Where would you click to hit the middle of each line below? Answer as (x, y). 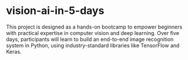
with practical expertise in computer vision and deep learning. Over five (93, 33)
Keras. (14, 51)
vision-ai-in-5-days (55, 11)
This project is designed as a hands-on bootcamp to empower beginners (94, 27)
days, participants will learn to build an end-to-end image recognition (90, 39)
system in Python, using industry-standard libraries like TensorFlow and (93, 45)
